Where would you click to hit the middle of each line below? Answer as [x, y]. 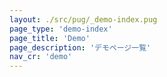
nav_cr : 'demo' [41, 57]
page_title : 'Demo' [50, 38]
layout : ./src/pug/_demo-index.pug [83, 19]
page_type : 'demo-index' [61, 29]
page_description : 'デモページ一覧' [80, 47]
